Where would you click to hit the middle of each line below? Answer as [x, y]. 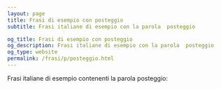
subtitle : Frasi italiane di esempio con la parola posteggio [101, 26]
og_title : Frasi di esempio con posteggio [70, 39]
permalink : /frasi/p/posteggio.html [60, 59]
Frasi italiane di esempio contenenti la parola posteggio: [88, 78]
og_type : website [33, 52]
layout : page [26, 14]
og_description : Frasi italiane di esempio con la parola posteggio [111, 46]
